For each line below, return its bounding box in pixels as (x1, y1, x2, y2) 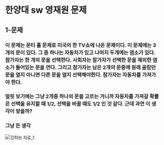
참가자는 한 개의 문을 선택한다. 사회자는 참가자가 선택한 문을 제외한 (5, 56, 152, 63)
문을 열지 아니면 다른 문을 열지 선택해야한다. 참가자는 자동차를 (5, 71, 141, 78)
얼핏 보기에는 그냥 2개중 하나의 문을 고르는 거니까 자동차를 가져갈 (5, 93, 149, 100)
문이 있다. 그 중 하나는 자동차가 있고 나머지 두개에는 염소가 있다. (15, 49, 156, 56)
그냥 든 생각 (5, 122, 31, 129)
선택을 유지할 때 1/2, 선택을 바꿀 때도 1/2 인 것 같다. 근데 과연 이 (10, 101, 151, 108)
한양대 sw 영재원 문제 (5, 4, 87, 16)
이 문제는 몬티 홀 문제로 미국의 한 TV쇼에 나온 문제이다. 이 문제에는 (5, 41, 152, 48)
